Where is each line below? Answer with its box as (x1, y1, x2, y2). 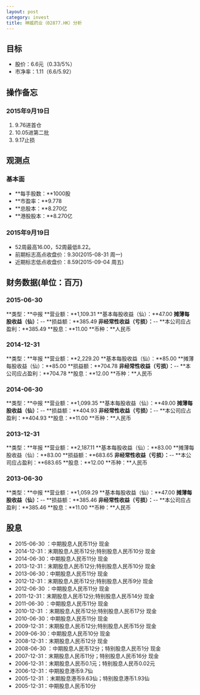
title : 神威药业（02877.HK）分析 (6, 20, 82, 26)
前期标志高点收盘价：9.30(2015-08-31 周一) (14, 251, 123, 258)
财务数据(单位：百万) (6, 278, 83, 288)
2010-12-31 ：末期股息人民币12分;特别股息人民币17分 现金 (14, 607, 157, 614)
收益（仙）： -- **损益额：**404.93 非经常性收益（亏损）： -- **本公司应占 (11, 407, 192, 414)
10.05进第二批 (14, 129, 50, 136)
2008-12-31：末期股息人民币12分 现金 (14, 637, 109, 644)
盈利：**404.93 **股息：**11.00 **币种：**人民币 (6, 414, 131, 422)
